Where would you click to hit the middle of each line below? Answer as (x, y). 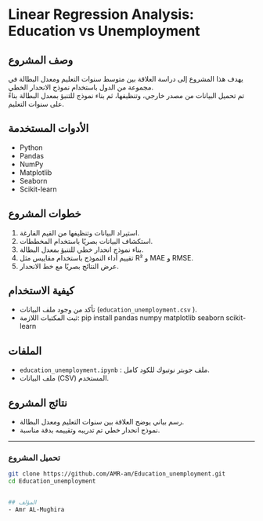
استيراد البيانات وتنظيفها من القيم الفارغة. (79, 232)
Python (31, 148)
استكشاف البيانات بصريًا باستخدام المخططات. (86, 241)
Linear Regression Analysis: (101, 15)
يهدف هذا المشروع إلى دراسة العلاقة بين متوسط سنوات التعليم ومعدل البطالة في (126, 79)
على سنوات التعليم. (36, 104)
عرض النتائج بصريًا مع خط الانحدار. (69, 266)
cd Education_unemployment (52, 481)
